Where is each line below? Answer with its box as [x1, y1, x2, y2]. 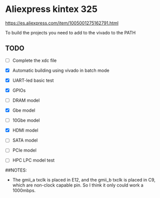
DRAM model [12, 97, 40, 103]
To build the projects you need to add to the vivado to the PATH [5, 29, 136, 35]
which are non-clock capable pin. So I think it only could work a [12, 182, 143, 188]
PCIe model [12, 147, 36, 153]
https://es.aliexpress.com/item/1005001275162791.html [5, 20, 119, 26]
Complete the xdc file [12, 57, 57, 63]
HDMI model [12, 127, 38, 133]
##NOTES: [5, 167, 27, 173]
